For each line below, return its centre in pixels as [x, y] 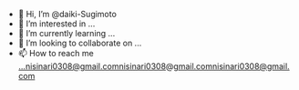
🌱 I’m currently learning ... [67, 33]
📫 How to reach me [56, 53]
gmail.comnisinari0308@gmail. [231, 66]
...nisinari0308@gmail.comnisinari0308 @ [96, 66]
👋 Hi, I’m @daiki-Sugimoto [67, 14]
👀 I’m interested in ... [57, 24]
